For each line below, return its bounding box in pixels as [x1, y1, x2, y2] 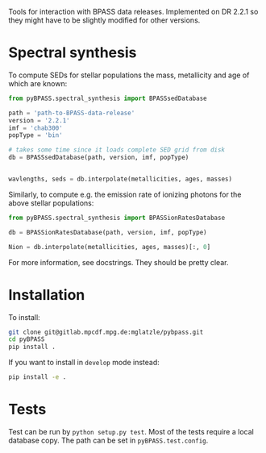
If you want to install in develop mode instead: [8, 358, 160, 368]
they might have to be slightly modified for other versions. [8, 15, 201, 25]
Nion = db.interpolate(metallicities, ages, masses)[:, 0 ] [8, 243, 211, 251]
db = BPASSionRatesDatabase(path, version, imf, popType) [8, 228, 207, 236]
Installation [8, 285, 85, 304]
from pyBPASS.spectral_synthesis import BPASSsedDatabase [8, 94, 207, 102]
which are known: [8, 78, 68, 88]
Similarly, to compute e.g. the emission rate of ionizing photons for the [8, 189, 242, 199]
